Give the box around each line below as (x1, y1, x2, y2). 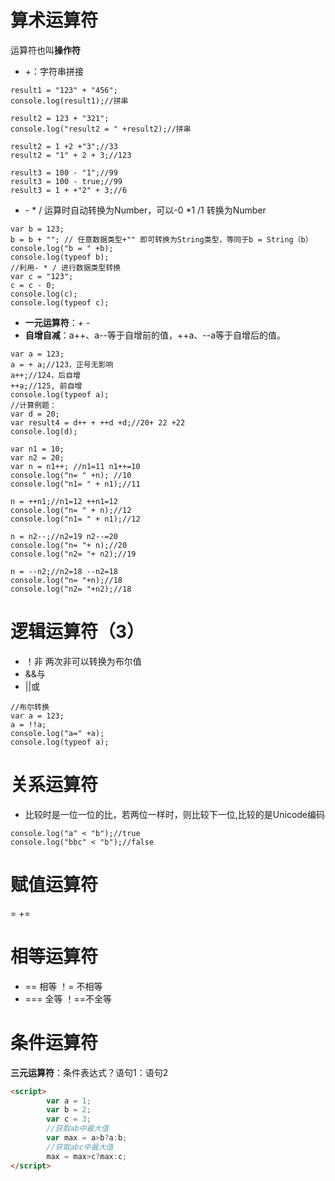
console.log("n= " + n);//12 (10, 505, 132, 515)
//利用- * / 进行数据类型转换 (10, 262, 122, 273)
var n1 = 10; (10, 444, 65, 454)
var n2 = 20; (10, 452, 65, 463)
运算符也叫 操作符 (10, 44, 81, 56)
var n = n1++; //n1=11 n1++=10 (10, 461, 141, 471)
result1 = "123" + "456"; (10, 85, 118, 95)
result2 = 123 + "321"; (10, 113, 110, 123)
